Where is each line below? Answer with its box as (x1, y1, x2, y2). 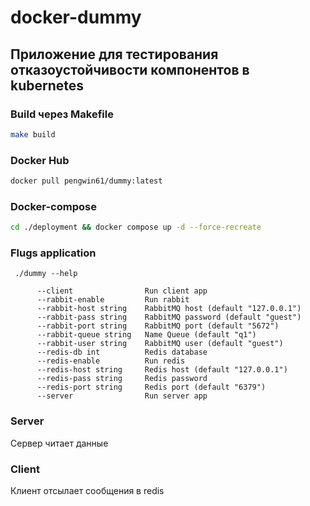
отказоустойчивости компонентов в (10, 61, 250, 78)
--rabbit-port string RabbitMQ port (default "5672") (36, 321, 280, 331)
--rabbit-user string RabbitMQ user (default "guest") (36, 339, 284, 349)
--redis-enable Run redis (36, 356, 186, 366)
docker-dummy (10, 6, 142, 29)
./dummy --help (14, 269, 78, 279)
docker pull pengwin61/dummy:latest (10, 176, 163, 186)
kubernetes (10, 77, 85, 94)
